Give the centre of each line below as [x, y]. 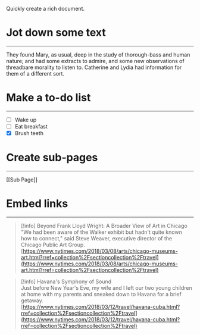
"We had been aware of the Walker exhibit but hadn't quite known [101, 232]
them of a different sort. [35, 73]
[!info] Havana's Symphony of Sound [66, 281]
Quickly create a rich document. [46, 9]
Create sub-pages [52, 158]
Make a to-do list [49, 98]
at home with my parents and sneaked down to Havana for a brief [101, 294]
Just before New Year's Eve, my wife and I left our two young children [106, 287]
